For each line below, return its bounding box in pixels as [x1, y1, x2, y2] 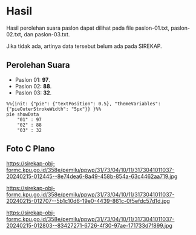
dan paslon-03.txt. [24, 30, 70, 38]
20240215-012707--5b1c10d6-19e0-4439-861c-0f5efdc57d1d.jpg [6, 197, 171, 204]
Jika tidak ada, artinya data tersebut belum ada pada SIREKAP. [6, 42, 162, 50]
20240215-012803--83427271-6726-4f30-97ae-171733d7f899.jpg [6, 222, 172, 229]
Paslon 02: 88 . [15, 82, 52, 90]
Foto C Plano [6, 144, 55, 154]
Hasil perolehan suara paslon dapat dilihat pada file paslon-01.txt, [6, 24, 170, 31]
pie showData [6, 111, 39, 117]
